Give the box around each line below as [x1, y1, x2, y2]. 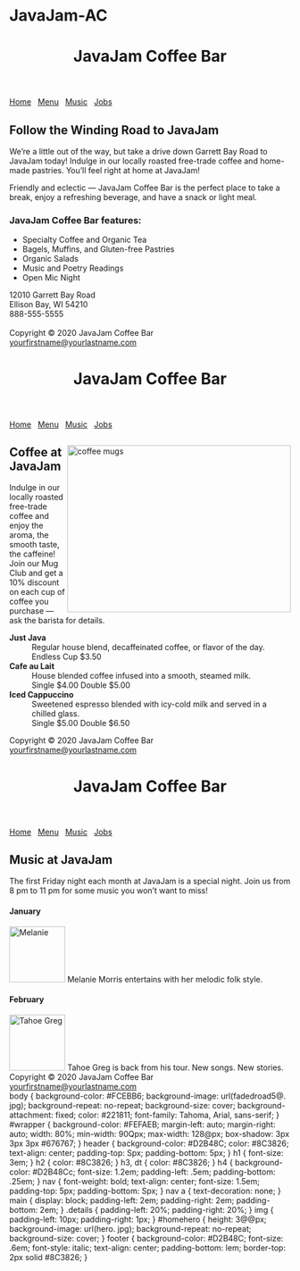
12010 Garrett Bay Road [9, 289, 96, 300]
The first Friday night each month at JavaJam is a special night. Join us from [9, 876, 291, 887]
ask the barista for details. [9, 615, 105, 626]
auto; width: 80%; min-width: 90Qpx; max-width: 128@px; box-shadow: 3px [9, 1128, 290, 1139]
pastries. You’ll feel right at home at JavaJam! [31, 165, 201, 176]
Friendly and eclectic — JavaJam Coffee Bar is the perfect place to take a [9, 182, 280, 193]
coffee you [9, 596, 49, 607]
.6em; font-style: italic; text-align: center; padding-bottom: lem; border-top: [9, 1242, 286, 1253]
